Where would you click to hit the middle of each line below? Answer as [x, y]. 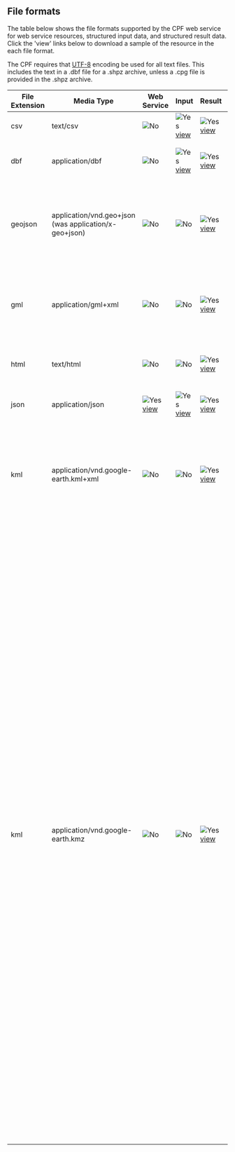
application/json [78, 404]
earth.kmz [68, 839]
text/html [66, 364]
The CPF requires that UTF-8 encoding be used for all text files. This [106, 64]
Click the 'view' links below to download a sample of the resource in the [111, 43]
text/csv [65, 125]
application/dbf [77, 160]
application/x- [93, 224]
